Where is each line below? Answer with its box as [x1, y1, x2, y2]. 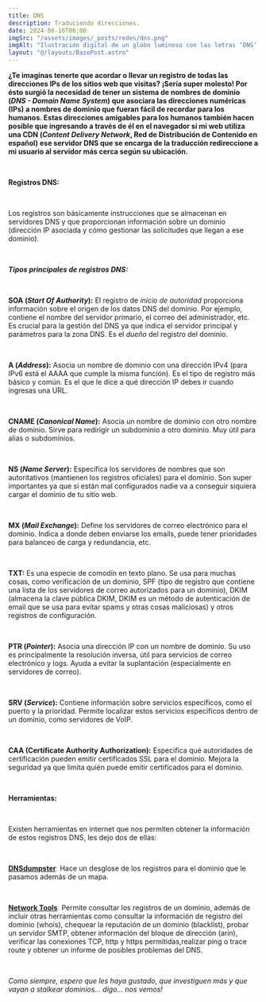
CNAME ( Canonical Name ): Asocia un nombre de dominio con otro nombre [8, 417, 256, 426]
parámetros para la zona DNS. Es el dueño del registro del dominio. [8, 330, 229, 339]
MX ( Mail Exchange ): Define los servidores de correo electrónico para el [8, 521, 248, 530]
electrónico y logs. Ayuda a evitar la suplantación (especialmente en [8, 659, 232, 667]
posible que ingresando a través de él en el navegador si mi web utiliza [8, 121, 246, 131]
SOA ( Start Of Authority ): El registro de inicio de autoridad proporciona [8, 296, 244, 305]
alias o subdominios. [8, 433, 75, 443]
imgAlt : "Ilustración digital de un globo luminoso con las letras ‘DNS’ [8, 41, 258, 49]
